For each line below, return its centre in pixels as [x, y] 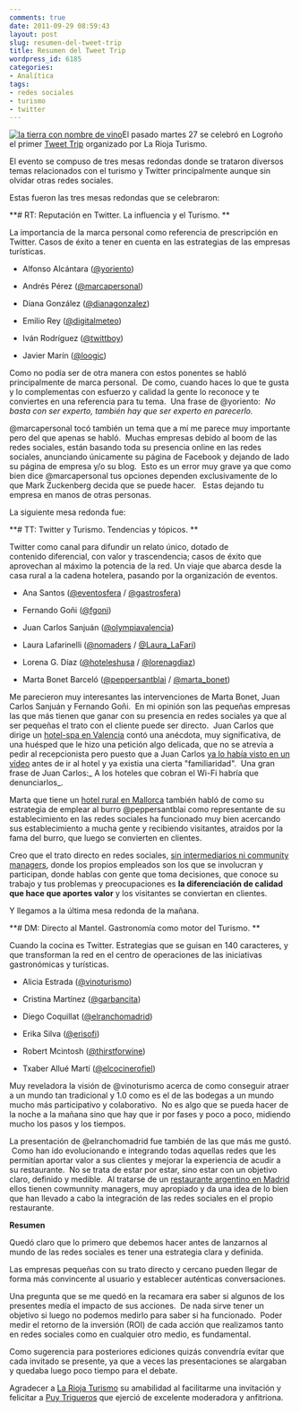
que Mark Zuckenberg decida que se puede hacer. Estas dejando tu [137, 485]
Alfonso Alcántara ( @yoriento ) [78, 269]
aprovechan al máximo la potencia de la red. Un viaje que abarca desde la [146, 566]
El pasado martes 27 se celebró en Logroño [203, 134]
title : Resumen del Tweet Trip [68, 51]
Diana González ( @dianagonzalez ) [86, 304]
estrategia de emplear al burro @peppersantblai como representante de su [147, 809]
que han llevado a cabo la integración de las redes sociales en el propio [141, 1198]
